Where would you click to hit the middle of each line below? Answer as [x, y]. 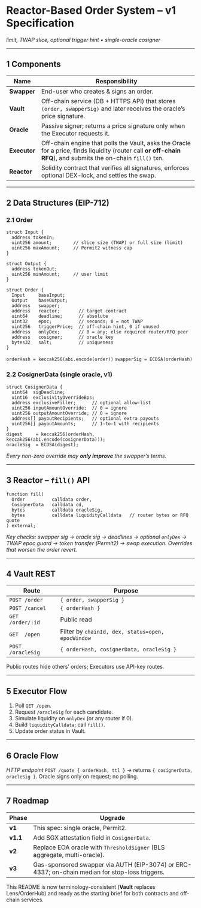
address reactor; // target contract [69, 311]
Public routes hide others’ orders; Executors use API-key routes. [85, 667]
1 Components [33, 64]
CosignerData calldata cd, [48, 504]
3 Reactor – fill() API [48, 480]
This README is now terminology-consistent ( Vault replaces [81, 887]
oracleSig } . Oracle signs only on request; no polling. [72, 776]
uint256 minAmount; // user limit [60, 274]
